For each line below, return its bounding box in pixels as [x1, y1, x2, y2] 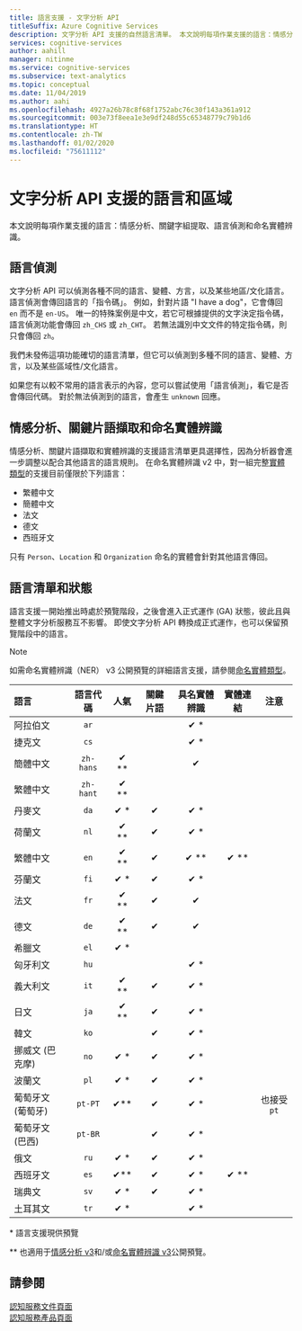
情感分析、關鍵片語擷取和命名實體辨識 [9, 420, 222, 435]
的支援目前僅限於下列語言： [25, 469, 128, 479]
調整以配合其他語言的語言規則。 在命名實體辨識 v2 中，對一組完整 [24, 457, 270, 468]
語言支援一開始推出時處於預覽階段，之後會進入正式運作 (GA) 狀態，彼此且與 [9, 606, 290, 616]
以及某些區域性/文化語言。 [24, 361, 123, 371]
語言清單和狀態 [9, 580, 93, 595]
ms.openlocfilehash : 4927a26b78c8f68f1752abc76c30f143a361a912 [9, 105, 252, 114]
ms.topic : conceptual [9, 80, 91, 89]
